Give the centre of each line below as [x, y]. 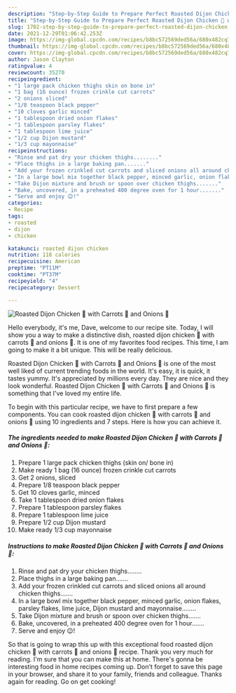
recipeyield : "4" [33, 281]
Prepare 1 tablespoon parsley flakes [70, 508]
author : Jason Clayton [41, 60]
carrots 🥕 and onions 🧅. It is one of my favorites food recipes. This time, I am [118, 342]
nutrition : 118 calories [44, 255]
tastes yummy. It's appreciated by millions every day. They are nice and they [118, 378]
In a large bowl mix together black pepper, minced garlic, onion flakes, [119, 601]
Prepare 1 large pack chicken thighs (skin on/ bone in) [96, 463]
